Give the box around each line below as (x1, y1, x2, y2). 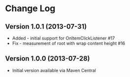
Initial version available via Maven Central (12, 67, 96, 73)
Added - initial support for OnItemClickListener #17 (12, 35, 115, 41)
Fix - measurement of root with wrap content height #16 (12, 40, 126, 46)
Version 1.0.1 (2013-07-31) (5, 22, 87, 31)
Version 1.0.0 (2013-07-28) (5, 55, 90, 63)
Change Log (5, 3, 55, 14)
